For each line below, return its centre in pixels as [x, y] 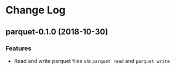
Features [18, 48]
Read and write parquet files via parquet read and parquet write [92, 61]
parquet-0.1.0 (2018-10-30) [57, 32]
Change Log [35, 10]
